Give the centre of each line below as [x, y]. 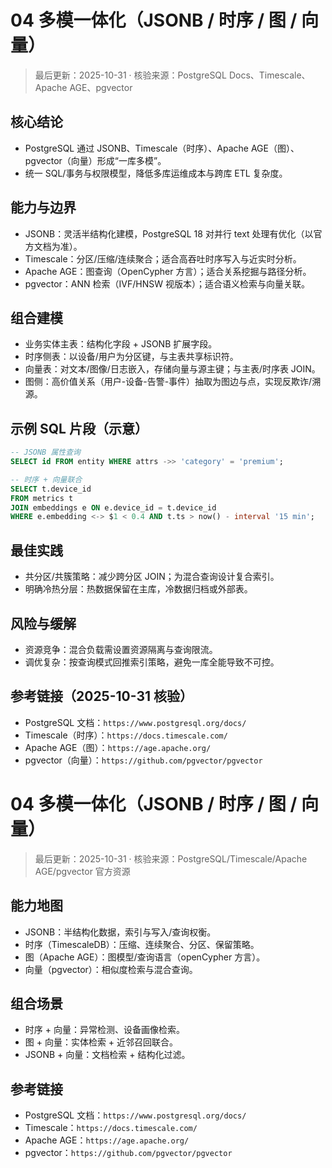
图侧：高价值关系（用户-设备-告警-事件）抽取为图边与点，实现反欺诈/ [168, 382]
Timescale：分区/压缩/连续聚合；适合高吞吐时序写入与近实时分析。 [163, 258]
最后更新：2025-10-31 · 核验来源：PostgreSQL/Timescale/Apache [171, 858]
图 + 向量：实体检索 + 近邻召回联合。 [101, 1042]
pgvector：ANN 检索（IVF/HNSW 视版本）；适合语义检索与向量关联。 [167, 283]
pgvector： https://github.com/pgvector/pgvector [128, 1153]
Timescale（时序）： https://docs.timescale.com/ [126, 735]
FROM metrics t [42, 498]
